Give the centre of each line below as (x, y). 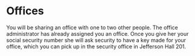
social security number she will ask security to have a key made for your (96, 40)
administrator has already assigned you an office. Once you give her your (97, 33)
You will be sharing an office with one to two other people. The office (92, 27)
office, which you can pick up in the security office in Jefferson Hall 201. (96, 46)
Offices (25, 11)
